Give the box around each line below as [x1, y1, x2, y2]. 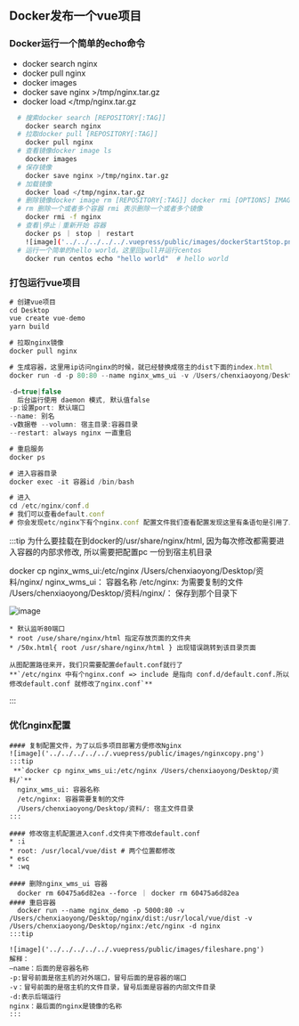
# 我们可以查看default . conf [9, 510, 105, 519]
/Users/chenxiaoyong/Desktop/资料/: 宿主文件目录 [17, 804, 194, 813]
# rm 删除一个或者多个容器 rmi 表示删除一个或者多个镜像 [17, 204, 203, 214]
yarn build [9, 322, 50, 331]
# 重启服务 [9, 444, 44, 453]
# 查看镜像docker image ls [17, 146, 112, 156]
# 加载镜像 [17, 179, 53, 189]
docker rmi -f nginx [25, 213, 101, 222]
